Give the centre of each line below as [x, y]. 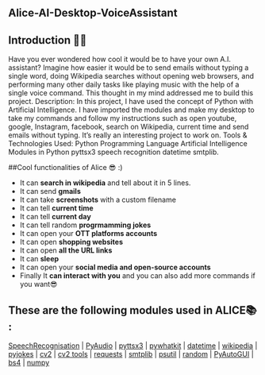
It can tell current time [56, 208]
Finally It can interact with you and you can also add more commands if [138, 276]
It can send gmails [50, 191]
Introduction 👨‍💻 [48, 40]
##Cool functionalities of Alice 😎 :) [65, 168]
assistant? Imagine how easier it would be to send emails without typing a [129, 68]
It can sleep [39, 259]
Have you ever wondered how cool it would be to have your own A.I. [120, 60]
